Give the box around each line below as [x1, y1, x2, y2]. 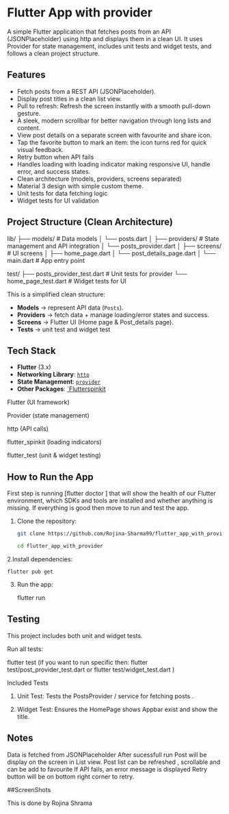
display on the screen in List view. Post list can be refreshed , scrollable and [7, 758, 221, 766]
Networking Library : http [16, 370, 90, 379]
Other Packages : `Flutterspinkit [16, 385, 106, 393]
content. [16, 123, 41, 131]
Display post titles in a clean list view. [16, 94, 122, 103]
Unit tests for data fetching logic [16, 189, 108, 197]
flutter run [16, 594, 46, 602]
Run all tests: [7, 645, 43, 653]
